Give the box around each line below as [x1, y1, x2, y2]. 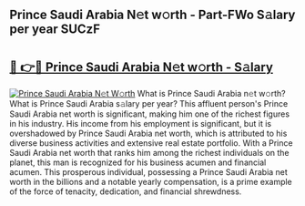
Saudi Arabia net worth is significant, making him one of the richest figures [9, 108, 290, 119]
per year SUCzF [9, 22, 100, 37]
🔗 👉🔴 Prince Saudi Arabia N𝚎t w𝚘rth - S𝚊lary [9, 59, 273, 75]
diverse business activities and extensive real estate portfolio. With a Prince [9, 138, 293, 149]
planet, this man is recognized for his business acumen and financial [9, 157, 267, 168]
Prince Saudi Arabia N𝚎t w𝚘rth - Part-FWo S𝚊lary [9, 7, 296, 23]
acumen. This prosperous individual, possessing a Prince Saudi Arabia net [9, 167, 289, 177]
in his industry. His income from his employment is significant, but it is [9, 118, 271, 129]
